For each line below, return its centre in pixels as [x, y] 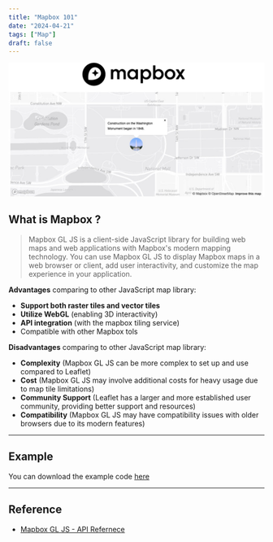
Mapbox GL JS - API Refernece [72, 529]
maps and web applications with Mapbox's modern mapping [130, 247]
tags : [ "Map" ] [32, 34]
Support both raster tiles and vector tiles [90, 305]
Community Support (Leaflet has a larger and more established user [136, 397]
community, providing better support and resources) [108, 406]
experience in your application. [80, 273]
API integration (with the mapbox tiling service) [100, 322]
